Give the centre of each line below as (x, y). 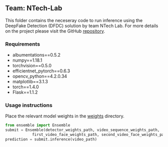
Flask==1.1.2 (25, 92)
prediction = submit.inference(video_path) (51, 139)
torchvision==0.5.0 (32, 66)
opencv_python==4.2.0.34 (40, 76)
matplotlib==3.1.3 (30, 82)
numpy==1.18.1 (27, 60)
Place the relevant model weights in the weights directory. (65, 116)
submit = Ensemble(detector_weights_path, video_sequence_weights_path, (82, 130)
